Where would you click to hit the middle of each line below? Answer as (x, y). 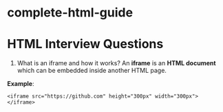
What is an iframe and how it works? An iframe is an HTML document (116, 63)
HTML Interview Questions (85, 44)
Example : (21, 84)
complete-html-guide (70, 13)
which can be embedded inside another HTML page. (92, 71)
